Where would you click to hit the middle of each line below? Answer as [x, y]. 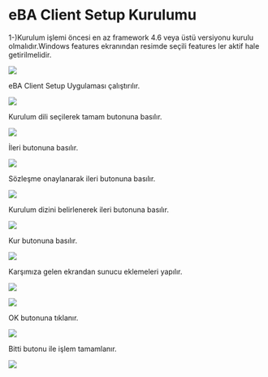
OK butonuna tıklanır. [43, 318]
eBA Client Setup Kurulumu [103, 15]
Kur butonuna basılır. [43, 240]
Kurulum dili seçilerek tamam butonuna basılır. [85, 116]
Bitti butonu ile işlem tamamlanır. [63, 349]
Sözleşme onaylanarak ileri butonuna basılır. [82, 178]
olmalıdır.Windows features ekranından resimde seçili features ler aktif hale [134, 45]
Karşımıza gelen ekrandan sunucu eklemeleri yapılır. [95, 271]
